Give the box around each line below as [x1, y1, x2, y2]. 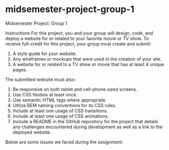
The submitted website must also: [5, 76, 76, 82]
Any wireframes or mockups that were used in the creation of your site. [12, 56, 162, 62]
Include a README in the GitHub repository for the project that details [12, 118, 158, 124]
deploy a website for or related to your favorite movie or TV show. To [5, 35, 149, 41]
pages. [12, 67, 27, 73]
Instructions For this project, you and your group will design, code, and [5, 30, 153, 36]
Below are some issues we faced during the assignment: [5, 139, 123, 145]
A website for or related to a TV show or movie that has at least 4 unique [12, 61, 164, 67]
